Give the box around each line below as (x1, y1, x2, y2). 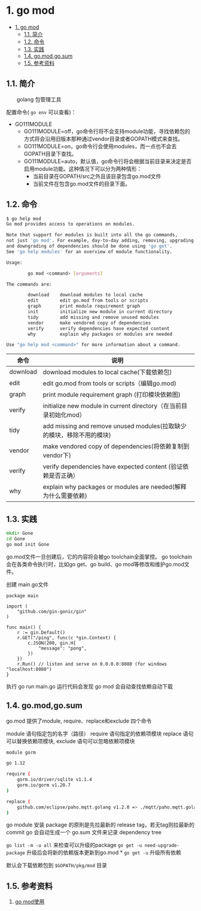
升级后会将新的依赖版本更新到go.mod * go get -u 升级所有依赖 (26, 849, 181, 856)
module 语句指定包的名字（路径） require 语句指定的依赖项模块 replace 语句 (6, 730, 194, 737)
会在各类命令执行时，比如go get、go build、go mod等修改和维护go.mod (6, 560, 184, 567)
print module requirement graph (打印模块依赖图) (42, 390, 181, 399)
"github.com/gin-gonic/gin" (17, 608, 87, 615)
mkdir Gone (6, 530, 33, 537)
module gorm (6, 749, 36, 756)
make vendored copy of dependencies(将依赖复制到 (42, 442, 190, 450)
